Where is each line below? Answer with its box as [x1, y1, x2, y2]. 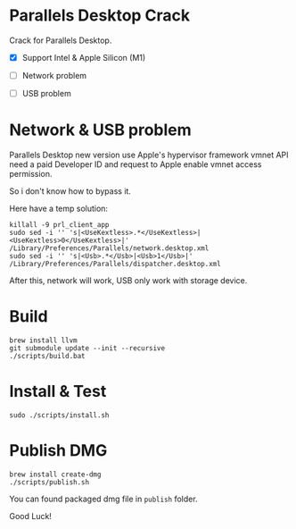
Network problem [21, 71, 87, 80]
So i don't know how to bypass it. [9, 186, 132, 197]
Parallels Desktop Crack [9, 5, 191, 26]
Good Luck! [9, 510, 52, 521]
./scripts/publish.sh [9, 477, 90, 487]
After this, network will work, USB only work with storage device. [9, 275, 248, 286]
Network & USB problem [9, 120, 192, 140]
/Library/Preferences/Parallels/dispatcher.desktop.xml [9, 260, 221, 269]
